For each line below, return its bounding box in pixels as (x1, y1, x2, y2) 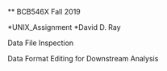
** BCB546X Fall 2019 (7, 7, 81, 16)
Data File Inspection (7, 38, 74, 48)
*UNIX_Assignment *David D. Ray (7, 23, 122, 31)
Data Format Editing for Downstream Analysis (7, 54, 159, 63)
